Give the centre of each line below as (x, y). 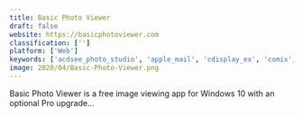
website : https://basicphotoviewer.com (84, 34)
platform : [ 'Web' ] (44, 51)
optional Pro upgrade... (52, 103)
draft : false (34, 26)
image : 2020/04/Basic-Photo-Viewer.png (84, 68)
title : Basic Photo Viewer (60, 18)
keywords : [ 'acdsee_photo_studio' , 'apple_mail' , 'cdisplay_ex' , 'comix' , (153, 59)
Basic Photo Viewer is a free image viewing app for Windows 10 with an (142, 93)
